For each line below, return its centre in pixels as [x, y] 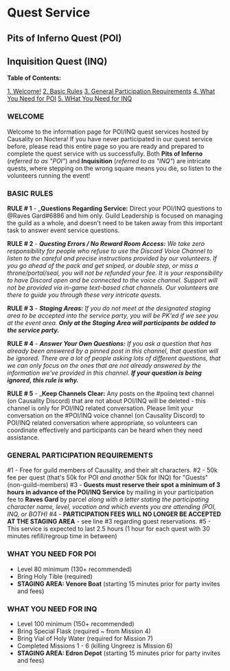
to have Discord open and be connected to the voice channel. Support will [112, 280]
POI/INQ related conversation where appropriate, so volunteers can [102, 422]
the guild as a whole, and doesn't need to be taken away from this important [115, 223]
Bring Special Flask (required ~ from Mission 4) [84, 631]
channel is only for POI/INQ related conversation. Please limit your [100, 408]
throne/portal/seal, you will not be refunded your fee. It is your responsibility [115, 273]
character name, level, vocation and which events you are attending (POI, [112, 507]
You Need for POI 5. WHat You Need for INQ [70, 99]
